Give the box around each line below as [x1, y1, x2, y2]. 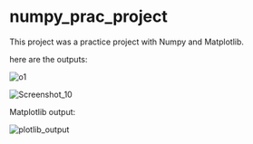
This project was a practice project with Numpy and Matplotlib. [9, 36, 245, 47]
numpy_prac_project [9, 6, 168, 27]
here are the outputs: [9, 53, 88, 64]
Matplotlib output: [9, 106, 76, 117]
